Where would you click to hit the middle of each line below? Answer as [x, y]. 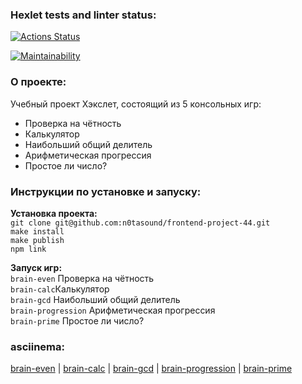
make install [37, 231]
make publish [37, 240]
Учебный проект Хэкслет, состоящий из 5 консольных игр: [136, 104]
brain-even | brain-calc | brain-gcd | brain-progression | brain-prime [151, 369]
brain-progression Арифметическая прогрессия [113, 310]
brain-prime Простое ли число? [77, 320]
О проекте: [38, 82]
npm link [28, 249]
